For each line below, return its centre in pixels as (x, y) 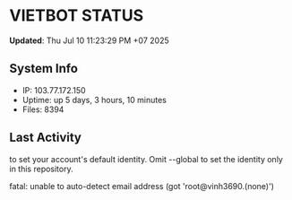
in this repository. (41, 169)
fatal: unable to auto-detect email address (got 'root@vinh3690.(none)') (142, 186)
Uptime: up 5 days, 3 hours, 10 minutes (94, 100)
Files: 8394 (43, 109)
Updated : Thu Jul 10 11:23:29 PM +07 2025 (89, 40)
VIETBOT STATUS (77, 16)
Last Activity (46, 138)
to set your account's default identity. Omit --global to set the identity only (146, 159)
